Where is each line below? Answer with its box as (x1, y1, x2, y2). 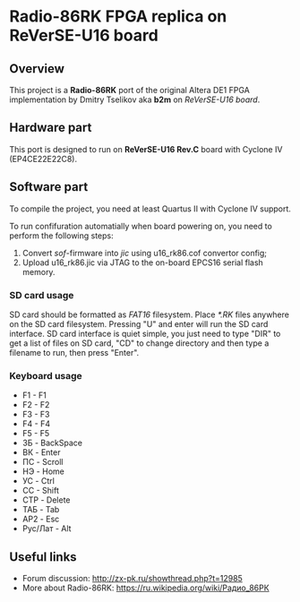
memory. (21, 266, 56, 277)
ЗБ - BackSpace (21, 437, 83, 449)
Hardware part (9, 120, 92, 135)
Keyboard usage (9, 369, 82, 382)
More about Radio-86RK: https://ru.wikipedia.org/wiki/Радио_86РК (21, 582, 270, 593)
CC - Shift (21, 486, 60, 496)
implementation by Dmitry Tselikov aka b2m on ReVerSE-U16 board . (9, 94, 261, 105)
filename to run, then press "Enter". (9, 347, 140, 357)
